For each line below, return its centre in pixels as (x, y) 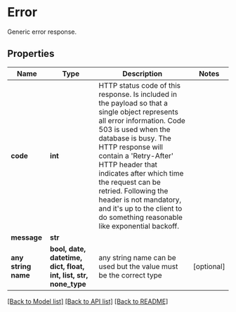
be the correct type (131, 275)
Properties (31, 54)
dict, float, (67, 266)
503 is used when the (135, 129)
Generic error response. (42, 32)
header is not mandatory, (140, 200)
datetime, (66, 257)
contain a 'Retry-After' (136, 155)
